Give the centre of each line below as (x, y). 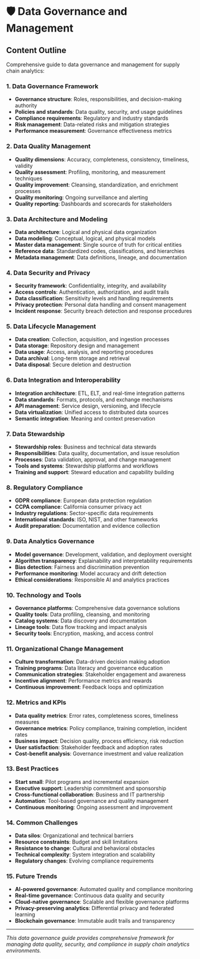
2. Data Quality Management (49, 147)
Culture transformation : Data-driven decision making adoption (92, 662)
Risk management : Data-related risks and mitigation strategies (92, 124)
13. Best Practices (32, 769)
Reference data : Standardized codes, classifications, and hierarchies (100, 251)
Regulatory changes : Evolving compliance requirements (84, 861)
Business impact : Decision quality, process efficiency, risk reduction (99, 741)
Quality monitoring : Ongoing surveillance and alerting (81, 197)
